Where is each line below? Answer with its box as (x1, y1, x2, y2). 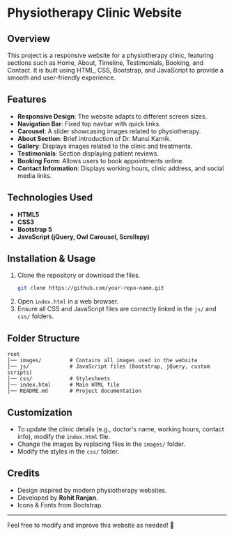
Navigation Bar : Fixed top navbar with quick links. (17, 119, 162, 128)
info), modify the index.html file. (17, 432, 110, 440)
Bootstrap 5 (17, 225, 52, 233)
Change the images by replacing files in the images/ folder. (17, 440, 186, 448)
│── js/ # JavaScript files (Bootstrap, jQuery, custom (7, 363, 210, 371)
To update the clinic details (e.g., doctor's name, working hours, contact (17, 424, 224, 433)
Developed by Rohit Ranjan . (17, 493, 98, 502)
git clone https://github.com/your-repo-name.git (17, 285, 165, 292)
